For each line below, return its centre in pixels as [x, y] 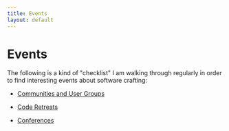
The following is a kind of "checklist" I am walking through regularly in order [115, 73]
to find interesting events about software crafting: [77, 81]
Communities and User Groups [61, 94]
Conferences [35, 121]
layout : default [30, 20]
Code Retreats [37, 107]
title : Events [28, 13]
